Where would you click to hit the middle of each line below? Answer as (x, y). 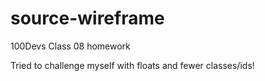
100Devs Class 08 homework (70, 46)
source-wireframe (87, 18)
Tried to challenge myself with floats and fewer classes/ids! (132, 65)
